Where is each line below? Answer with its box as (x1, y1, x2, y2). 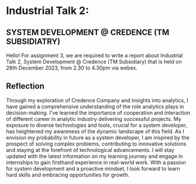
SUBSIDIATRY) (6, 36, 60, 46)
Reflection (6, 81, 45, 91)
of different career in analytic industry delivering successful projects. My (6, 115, 181, 122)
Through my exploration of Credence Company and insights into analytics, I (6, 96, 188, 103)
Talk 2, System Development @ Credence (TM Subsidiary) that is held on (6, 58, 183, 65)
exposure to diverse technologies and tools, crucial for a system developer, (6, 121, 187, 129)
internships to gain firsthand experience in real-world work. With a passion (6, 159, 186, 166)
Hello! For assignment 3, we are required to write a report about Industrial (6, 52, 183, 59)
